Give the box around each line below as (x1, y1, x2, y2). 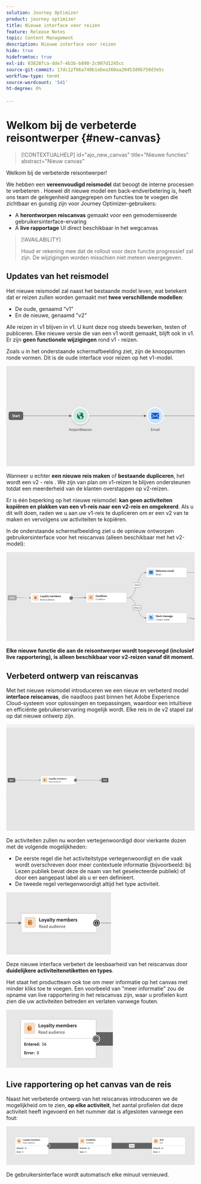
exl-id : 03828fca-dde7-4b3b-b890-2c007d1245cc (6, 60, 124, 66)
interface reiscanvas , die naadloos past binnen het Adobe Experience (6, 693, 180, 700)
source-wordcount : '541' (6, 79, 68, 85)
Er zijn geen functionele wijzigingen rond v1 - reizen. (6, 336, 139, 343)
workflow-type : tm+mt (6, 73, 60, 79)
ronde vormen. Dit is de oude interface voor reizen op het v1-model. (6, 354, 173, 361)
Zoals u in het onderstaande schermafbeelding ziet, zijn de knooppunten (6, 347, 185, 355)
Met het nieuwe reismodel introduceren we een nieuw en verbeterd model (6, 687, 189, 694)
